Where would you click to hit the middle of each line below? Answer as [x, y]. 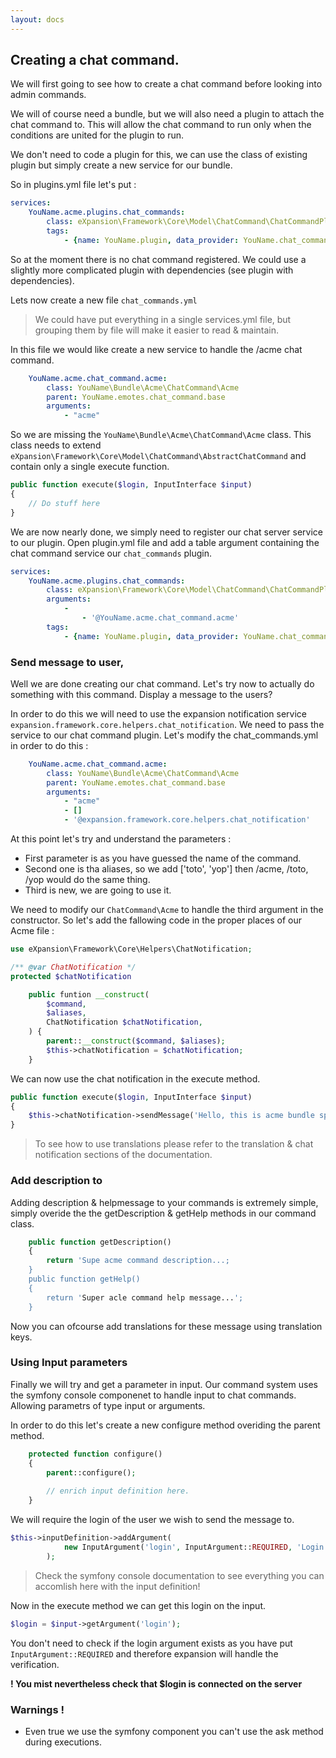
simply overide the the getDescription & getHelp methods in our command [163, 1213]
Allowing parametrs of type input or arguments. [108, 1405]
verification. [35, 1664]
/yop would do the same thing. [87, 880]
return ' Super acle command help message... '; [145, 1297]
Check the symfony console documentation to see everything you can [179, 1575]
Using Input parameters [69, 1363]
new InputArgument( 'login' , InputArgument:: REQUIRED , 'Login [194, 1547]
